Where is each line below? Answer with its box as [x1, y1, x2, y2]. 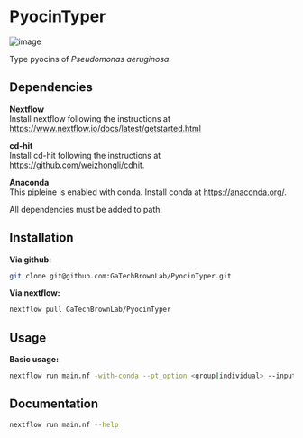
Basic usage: [9, 354, 60, 365]
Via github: [9, 254, 52, 265]
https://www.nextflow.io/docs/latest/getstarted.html [9, 123, 201, 133]
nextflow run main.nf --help [9, 420, 119, 429]
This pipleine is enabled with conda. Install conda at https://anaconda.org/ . [9, 187, 287, 197]
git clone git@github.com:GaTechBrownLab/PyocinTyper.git [9, 271, 232, 280]
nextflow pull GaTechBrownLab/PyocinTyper [9, 305, 171, 315]
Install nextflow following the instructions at [9, 113, 171, 123]
